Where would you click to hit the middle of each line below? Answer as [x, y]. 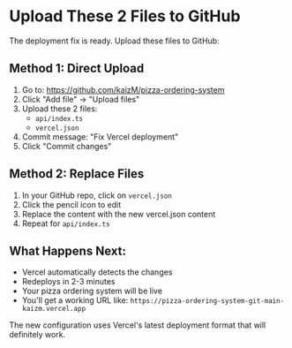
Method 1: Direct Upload [77, 68]
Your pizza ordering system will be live [92, 291]
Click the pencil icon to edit [71, 204]
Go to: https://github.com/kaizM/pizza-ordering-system [123, 89]
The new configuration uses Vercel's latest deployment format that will [138, 325]
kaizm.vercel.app [54, 309]
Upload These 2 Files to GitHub [125, 16]
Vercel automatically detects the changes [97, 272]
